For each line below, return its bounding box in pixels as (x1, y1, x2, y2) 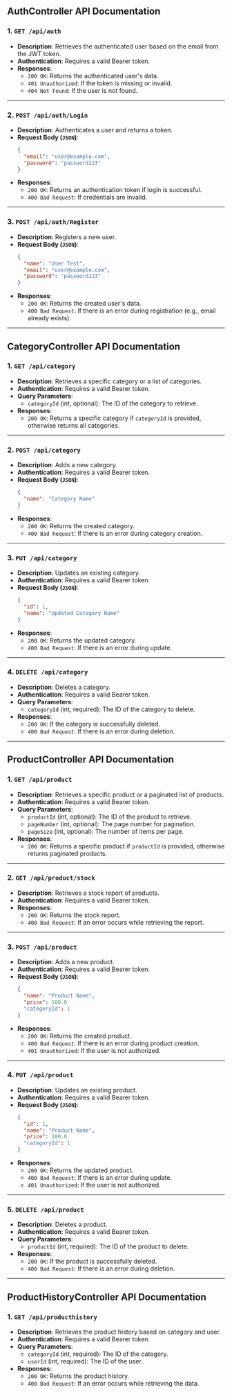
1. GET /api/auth (7, 26, 61, 36)
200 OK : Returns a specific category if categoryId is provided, (27, 414, 202, 422)
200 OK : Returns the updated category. (27, 636, 137, 644)
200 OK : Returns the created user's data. (27, 299, 142, 308)
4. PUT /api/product (7, 1070, 74, 1080)
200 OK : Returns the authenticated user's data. (27, 71, 159, 80)
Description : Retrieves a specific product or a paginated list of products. (17, 790, 224, 799)
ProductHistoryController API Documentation (7, 1291, 207, 1302)
